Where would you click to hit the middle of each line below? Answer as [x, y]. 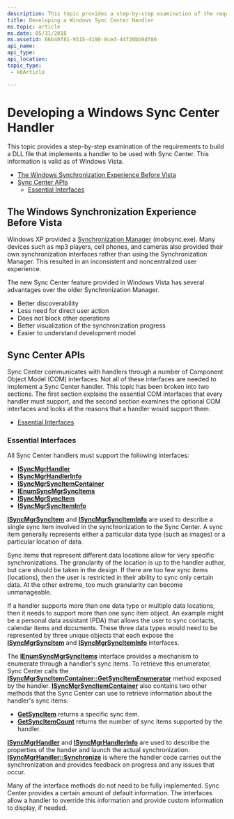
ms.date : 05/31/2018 [37, 33]
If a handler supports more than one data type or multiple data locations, [111, 606]
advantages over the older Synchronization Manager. [84, 290]
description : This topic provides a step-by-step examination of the [110, 14]
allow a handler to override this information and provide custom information [116, 801]
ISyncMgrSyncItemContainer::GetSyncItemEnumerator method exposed [114, 679]
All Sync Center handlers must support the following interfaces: [98, 456]
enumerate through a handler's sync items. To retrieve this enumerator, [109, 664]
